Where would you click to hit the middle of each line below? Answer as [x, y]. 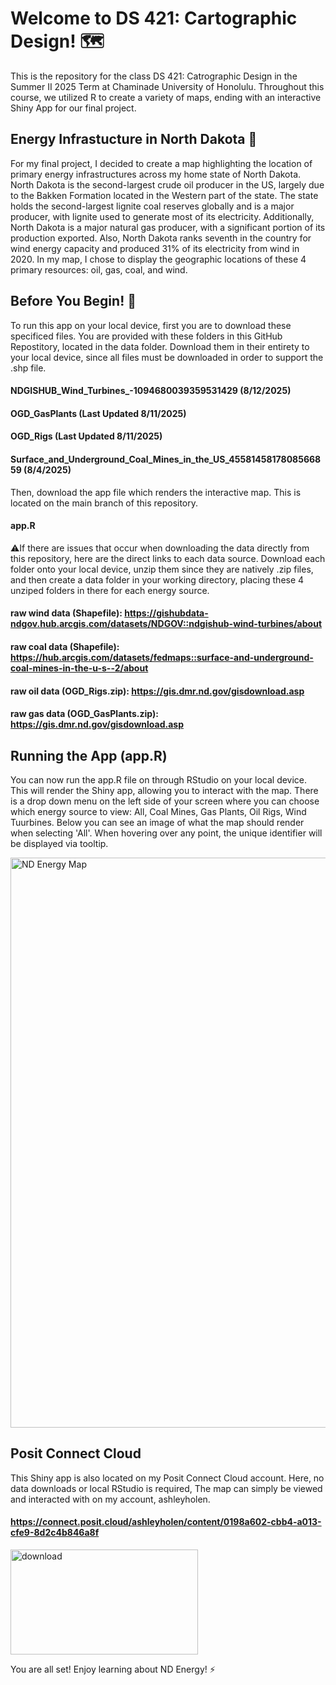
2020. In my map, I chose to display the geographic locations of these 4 [158, 259]
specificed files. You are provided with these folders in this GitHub [146, 336]
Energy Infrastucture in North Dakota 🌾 [134, 139]
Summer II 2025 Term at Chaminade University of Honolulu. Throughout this [167, 86]
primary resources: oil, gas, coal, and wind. [99, 269]
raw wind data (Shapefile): [66, 613]
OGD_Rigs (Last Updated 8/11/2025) [86, 436]
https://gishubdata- [166, 613]
